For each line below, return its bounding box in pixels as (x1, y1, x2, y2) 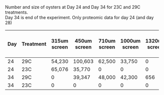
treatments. (5, 9, 28, 15)
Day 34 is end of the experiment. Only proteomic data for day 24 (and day (5, 15, 154, 20)
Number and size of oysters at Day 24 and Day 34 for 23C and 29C (5, 4, 141, 10)
